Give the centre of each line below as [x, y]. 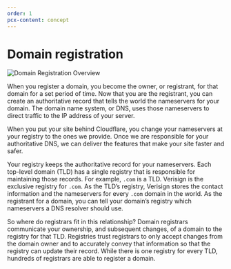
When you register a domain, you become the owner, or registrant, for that [113, 86]
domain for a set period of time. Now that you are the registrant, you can [110, 94]
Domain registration [66, 54]
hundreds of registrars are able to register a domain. [81, 259]
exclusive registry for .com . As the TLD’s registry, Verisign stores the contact [115, 186]
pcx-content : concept [38, 20]
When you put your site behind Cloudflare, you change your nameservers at [115, 129]
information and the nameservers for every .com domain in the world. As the [115, 194]
